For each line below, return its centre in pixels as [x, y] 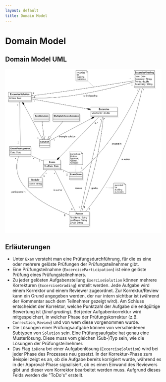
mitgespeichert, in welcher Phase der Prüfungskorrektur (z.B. [75, 317]
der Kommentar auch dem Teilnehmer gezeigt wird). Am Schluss [78, 301]
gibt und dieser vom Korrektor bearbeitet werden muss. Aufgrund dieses [86, 370]
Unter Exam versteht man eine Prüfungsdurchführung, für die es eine [82, 259]
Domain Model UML [36, 59]
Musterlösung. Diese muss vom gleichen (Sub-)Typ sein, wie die [78, 338]
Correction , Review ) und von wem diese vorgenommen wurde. [76, 322]
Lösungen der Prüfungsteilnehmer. [48, 344]
